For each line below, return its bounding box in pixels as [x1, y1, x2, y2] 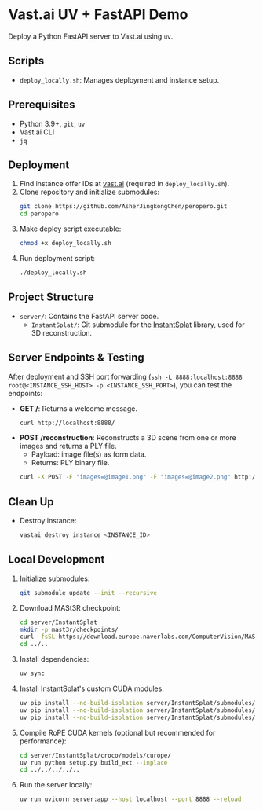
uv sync [19, 670, 45, 677]
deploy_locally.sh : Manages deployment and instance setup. [19, 75, 220, 84]
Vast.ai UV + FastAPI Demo [8, 6, 188, 24]
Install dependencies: [19, 655, 89, 664]
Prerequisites [8, 98, 75, 112]
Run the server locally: [19, 780, 93, 790]
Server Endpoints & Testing [8, 351, 145, 365]
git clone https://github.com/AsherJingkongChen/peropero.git [19, 203, 228, 211]
